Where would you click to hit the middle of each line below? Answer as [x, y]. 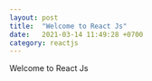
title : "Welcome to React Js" [68, 26]
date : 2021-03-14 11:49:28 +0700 [76, 34]
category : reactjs [44, 43]
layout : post [34, 18]
